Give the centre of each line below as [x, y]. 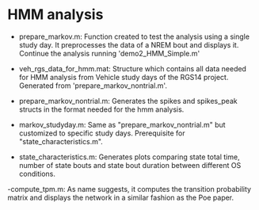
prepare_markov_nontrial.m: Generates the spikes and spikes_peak [128, 101]
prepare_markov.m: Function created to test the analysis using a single [134, 36]
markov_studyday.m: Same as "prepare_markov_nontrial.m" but [122, 124]
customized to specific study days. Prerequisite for [102, 133]
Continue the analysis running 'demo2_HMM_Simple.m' [109, 53]
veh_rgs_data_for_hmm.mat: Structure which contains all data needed [133, 68]
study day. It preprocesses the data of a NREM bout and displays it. [129, 44]
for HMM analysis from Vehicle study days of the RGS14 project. [124, 77]
